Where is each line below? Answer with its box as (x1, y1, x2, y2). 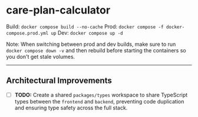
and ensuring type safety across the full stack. (14, 104, 128, 111)
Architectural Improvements (6, 76, 112, 86)
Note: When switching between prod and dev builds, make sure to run (6, 41, 176, 48)
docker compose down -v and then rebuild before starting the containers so (6, 46, 187, 54)
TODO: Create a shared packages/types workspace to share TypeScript (14, 91, 188, 98)
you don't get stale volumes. (6, 53, 75, 60)
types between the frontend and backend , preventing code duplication (14, 98, 184, 105)
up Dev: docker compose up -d (51, 29, 123, 36)
